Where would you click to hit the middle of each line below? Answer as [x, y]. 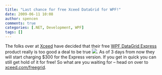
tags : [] [14, 32]
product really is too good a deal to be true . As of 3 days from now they [80, 52]
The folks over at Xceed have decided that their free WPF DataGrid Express [81, 46]
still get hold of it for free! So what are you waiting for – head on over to [77, 62]
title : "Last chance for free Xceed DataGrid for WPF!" [63, 9]
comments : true [20, 23]
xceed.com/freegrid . [26, 67]
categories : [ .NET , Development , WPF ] [44, 28]
